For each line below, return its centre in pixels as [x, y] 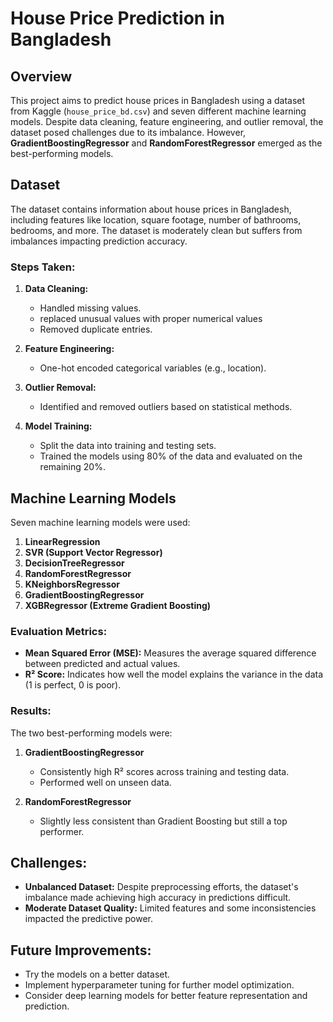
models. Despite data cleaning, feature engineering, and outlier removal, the [167, 121]
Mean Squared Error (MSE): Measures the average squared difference [170, 653]
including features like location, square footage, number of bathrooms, [156, 219]
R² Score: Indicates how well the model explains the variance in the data [174, 674]
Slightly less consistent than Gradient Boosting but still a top [163, 821]
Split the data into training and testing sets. [128, 446]
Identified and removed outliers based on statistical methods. [166, 407]
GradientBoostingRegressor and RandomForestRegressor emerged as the [166, 143]
